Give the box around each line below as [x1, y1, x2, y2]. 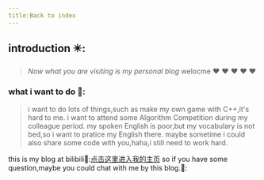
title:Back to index [8, 11, 77, 20]
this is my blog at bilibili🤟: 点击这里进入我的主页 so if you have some [8, 154, 228, 163]
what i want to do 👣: [8, 86, 86, 97]
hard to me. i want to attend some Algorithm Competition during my [27, 112, 248, 122]
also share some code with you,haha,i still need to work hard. [27, 137, 228, 147]
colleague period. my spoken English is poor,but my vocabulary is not [27, 121, 255, 130]
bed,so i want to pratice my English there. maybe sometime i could [27, 129, 246, 139]
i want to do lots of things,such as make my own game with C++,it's [27, 104, 250, 114]
